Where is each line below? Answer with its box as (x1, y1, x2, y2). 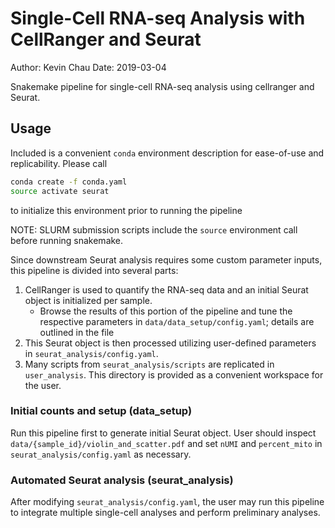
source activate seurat (10, 186, 110, 196)
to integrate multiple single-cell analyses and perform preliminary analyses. (10, 507, 321, 519)
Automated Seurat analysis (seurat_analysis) (10, 473, 234, 487)
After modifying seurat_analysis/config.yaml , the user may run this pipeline (10, 496, 325, 508)
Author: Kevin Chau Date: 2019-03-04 (10, 61, 167, 73)
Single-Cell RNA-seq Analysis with (10, 7, 306, 30)
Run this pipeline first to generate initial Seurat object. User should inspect (10, 427, 317, 439)
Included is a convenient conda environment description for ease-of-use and (10, 147, 325, 159)
